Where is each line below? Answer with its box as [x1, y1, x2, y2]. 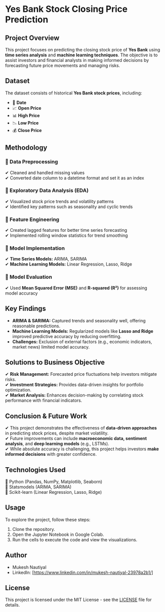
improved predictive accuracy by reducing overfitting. [12, 333, 122, 339]
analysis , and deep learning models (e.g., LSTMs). [5, 441, 109, 447]
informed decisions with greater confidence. [5, 451, 97, 457]
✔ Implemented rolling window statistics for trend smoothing [5, 232, 128, 238]
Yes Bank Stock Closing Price [5, 3, 128, 15]
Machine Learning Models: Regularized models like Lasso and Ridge [12, 328, 154, 334]
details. [5, 602, 20, 608]
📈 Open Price [12, 105, 41, 111]
